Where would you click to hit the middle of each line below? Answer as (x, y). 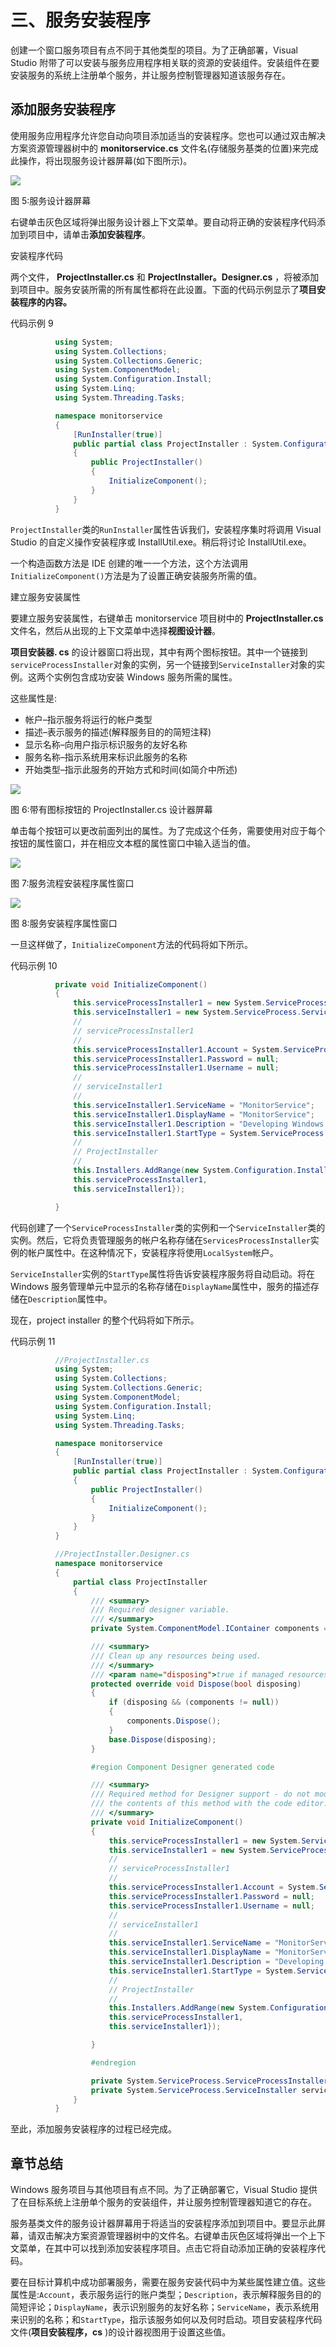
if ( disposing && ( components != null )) (194, 1702)
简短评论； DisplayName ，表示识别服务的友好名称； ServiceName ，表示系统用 (165, 2307)
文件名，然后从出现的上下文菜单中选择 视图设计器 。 (115, 630)
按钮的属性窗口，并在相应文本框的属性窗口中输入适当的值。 (133, 843)
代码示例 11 (33, 1341)
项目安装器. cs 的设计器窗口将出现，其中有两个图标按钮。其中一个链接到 (159, 652)
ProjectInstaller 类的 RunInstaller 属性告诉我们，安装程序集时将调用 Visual (166, 529)
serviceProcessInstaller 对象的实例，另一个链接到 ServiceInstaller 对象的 (163, 664)
